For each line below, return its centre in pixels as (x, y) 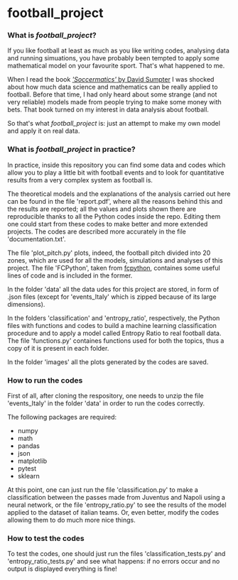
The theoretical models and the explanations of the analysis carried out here (119, 194)
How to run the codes (45, 380)
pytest (27, 469)
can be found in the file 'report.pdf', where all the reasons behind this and (115, 201)
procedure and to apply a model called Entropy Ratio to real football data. (114, 333)
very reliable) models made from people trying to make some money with (114, 102)
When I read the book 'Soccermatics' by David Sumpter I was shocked (111, 80)
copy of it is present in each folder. (58, 348)
